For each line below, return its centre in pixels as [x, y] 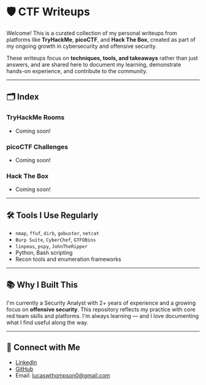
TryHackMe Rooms [36, 117]
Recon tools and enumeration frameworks [68, 259]
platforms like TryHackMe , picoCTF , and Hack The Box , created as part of [101, 39]
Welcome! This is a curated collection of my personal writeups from [92, 33]
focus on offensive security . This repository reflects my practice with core [101, 309]
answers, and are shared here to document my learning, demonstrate [94, 64]
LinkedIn [26, 362]
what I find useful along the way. [48, 322]
